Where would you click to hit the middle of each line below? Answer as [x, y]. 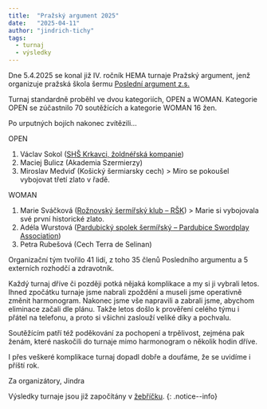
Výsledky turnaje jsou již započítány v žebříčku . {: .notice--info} [113, 396]
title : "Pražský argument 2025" [64, 16]
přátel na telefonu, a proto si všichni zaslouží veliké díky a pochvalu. [120, 317]
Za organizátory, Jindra [47, 381]
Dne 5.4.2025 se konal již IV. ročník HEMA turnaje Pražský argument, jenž [130, 75]
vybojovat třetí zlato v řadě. [65, 179]
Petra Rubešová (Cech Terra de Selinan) [86, 244]
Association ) [40, 236]
